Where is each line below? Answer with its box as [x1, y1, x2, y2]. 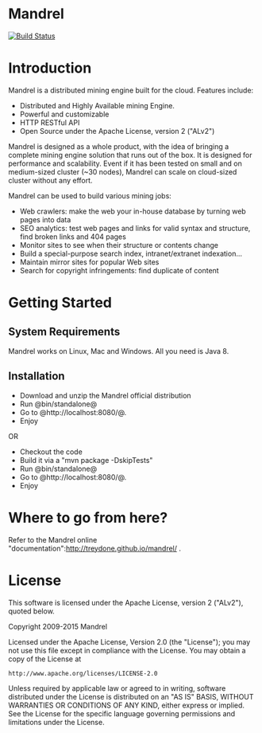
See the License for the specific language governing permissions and [8, 708, 236, 718]
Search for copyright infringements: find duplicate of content [19, 265, 220, 275]
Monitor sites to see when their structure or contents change [19, 240, 218, 249]
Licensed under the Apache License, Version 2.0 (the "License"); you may [8, 637, 251, 646]
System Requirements [8, 325, 121, 339]
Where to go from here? [8, 508, 168, 527]
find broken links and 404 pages [19, 232, 127, 241]
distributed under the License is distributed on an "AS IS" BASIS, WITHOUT [8, 692, 254, 701]
